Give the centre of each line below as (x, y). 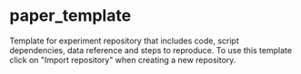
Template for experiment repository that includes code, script (124, 41)
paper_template (70, 16)
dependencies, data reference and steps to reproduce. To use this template (151, 50)
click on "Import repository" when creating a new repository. (123, 60)
